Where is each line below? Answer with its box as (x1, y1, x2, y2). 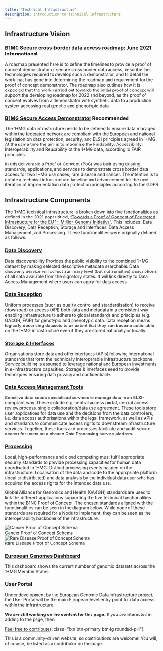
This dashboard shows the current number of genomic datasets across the (5, 563, 155, 569)
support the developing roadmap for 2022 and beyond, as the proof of (5, 92, 146, 98)
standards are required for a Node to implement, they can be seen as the (5, 510, 151, 516)
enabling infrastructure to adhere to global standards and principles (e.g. (5, 312, 151, 318)
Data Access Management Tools (5, 384, 84, 391)
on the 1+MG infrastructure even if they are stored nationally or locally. (5, 327, 146, 333)
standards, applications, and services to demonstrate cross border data (5, 166, 148, 172)
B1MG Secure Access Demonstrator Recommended (5, 115, 129, 122)
